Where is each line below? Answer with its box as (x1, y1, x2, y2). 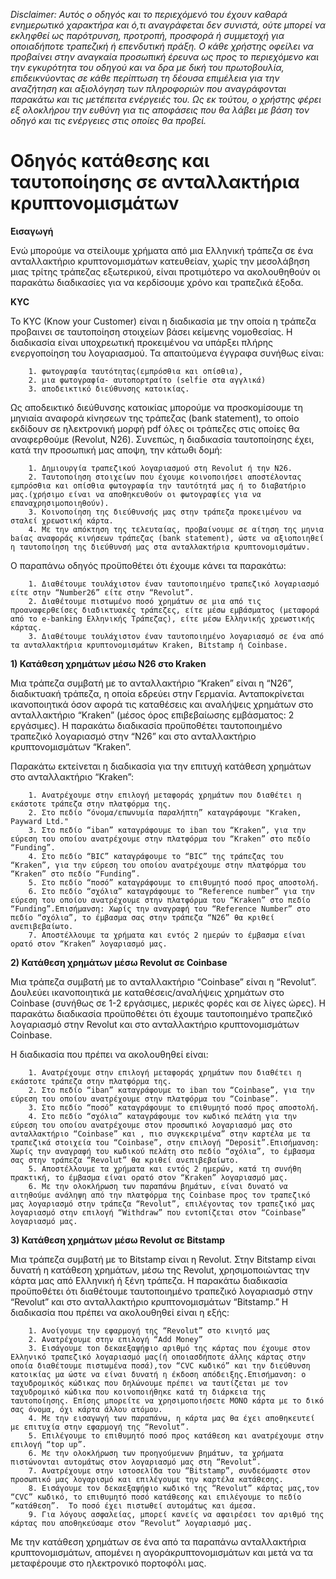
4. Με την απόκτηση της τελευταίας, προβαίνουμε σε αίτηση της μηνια (28, 524, 325, 534)
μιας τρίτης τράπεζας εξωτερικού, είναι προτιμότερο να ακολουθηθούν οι (10, 265, 321, 278)
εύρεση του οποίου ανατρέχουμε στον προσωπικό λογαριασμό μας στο (10, 1120, 293, 1130)
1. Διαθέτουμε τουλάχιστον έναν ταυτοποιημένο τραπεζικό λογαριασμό (28, 579, 320, 589)
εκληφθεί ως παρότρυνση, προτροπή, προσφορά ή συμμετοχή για (10, 30, 285, 41)
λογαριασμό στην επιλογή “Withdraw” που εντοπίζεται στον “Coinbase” (10, 1207, 307, 1218)
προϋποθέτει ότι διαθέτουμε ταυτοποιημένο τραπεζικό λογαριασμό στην (10, 1285, 313, 1297)
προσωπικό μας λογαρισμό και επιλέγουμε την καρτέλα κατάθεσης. (10, 1474, 284, 1484)
